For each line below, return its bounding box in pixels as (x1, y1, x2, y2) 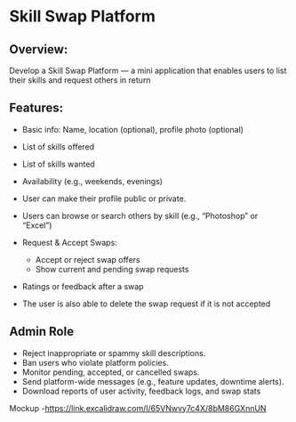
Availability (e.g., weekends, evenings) (21, 175, 163, 186)
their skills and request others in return (9, 75, 151, 85)
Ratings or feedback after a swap (21, 280, 144, 291)
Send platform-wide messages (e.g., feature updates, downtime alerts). (21, 376, 284, 386)
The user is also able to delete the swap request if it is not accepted (21, 298, 271, 309)
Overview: (9, 42, 68, 57)
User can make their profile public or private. (21, 193, 187, 204)
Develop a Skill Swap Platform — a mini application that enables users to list (9, 65, 287, 76)
